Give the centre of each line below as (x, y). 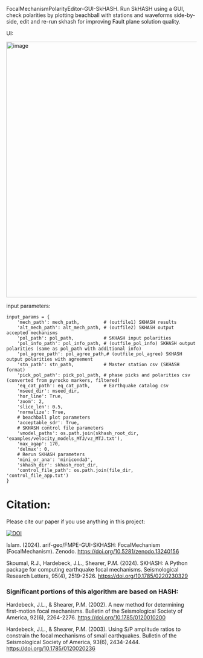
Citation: (28, 505)
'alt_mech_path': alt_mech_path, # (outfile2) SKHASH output (95, 327)
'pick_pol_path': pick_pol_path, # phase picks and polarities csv (104, 375)
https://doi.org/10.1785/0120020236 (51, 648)
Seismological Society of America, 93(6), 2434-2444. (73, 642)
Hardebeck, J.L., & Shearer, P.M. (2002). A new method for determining (95, 605)
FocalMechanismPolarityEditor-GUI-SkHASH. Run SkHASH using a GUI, (95, 9)
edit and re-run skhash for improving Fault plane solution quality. (100, 21)
